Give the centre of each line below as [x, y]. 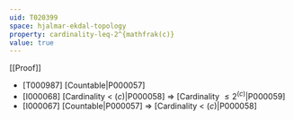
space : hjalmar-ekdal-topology [68, 26]
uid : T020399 [34, 17]
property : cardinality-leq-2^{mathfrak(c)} [92, 34]
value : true [31, 43]
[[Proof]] [26, 68]
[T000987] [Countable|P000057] [84, 85]
